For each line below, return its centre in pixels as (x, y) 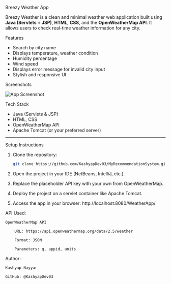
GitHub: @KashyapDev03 (29, 276)
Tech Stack (17, 104)
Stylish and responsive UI (39, 75)
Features (15, 38)
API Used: (16, 213)
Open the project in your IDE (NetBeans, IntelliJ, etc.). (69, 173)
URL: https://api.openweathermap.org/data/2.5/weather (74, 231)
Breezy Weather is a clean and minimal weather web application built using (84, 17)
